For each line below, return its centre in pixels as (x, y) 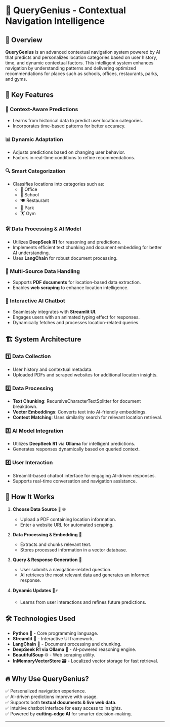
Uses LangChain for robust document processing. (65, 258)
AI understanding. (31, 253)
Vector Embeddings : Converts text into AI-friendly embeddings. (79, 412)
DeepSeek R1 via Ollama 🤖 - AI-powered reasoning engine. (74, 649)
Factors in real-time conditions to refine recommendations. (74, 157)
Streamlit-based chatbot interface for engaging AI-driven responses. (84, 475)
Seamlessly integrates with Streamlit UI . (54, 312)
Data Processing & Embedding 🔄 (47, 534)
